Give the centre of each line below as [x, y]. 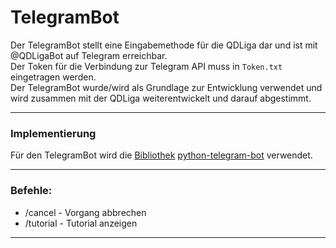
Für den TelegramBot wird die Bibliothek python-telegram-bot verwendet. [161, 155]
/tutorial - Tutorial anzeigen [81, 223]
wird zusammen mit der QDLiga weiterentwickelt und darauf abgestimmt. [161, 98]
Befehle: [31, 191]
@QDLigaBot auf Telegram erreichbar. [89, 55]
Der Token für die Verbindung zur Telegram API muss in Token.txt [146, 66]
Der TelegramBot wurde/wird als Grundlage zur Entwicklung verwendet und [166, 87]
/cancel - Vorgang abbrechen [85, 212]
